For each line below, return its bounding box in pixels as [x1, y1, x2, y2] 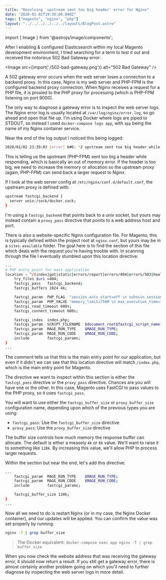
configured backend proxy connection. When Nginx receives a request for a [5, 85, 160, 91]
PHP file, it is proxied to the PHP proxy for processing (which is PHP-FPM [5, 90, 155, 96]
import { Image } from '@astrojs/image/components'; [5, 35, 113, 41]
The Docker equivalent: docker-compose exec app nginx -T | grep [17, 539, 153, 545]
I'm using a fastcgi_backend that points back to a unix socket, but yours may [5, 212, 161, 218]
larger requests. [5, 450, 38, 456]
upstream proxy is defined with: [5, 184, 70, 191]
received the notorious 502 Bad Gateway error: [5, 55, 101, 61]
